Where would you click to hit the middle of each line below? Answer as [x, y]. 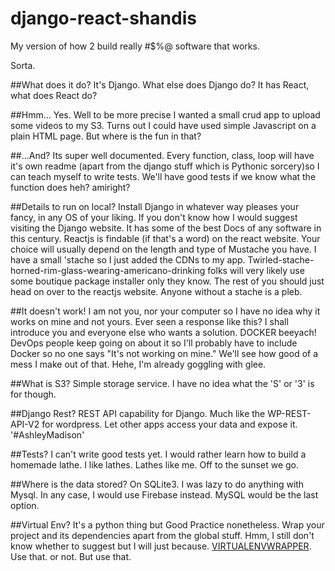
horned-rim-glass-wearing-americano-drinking [108, 270]
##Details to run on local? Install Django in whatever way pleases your [155, 206]
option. [25, 505]
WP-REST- [289, 413]
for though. [33, 394]
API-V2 [25, 424]
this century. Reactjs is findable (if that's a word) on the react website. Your [165, 238]
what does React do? [54, 95]
